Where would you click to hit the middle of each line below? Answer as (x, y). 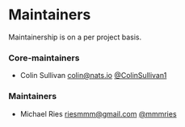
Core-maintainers (44, 58)
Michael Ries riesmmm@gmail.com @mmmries (98, 113)
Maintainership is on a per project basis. (75, 37)
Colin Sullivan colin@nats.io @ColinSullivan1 (93, 76)
